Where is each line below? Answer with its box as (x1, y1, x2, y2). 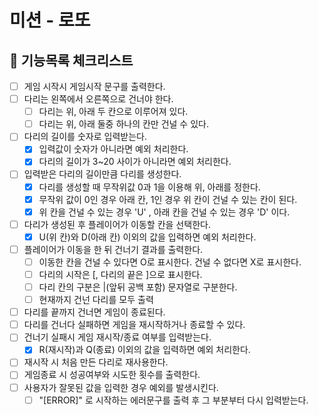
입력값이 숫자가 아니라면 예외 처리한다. (38, 143, 189, 155)
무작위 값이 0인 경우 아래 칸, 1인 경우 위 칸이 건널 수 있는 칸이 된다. (38, 193, 298, 205)
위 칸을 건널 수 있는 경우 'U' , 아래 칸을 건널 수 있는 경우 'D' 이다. (38, 206, 291, 218)
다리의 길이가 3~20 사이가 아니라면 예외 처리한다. (38, 156, 232, 168)
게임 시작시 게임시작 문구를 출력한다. (23, 81, 166, 92)
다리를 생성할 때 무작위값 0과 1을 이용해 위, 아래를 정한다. (38, 181, 261, 193)
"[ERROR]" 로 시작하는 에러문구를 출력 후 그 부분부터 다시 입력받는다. (38, 394, 309, 406)
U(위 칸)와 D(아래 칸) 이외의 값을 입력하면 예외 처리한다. (38, 231, 257, 243)
